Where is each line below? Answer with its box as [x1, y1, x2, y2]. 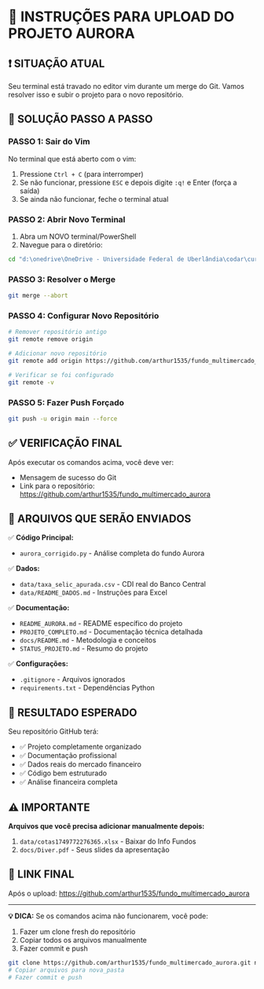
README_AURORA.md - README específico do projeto [19, 619, 183, 628]
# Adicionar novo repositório [8, 350, 108, 357]
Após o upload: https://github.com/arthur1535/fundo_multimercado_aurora [8, 888, 250, 898]
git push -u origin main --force [8, 415, 118, 423]
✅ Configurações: [8, 659, 68, 668]
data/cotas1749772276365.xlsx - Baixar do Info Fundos [19, 837, 196, 846]
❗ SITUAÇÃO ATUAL [8, 57, 105, 70]
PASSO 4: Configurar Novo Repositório [8, 310, 159, 321]
